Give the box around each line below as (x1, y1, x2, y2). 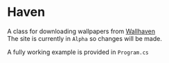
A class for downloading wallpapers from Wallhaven (7, 27, 156, 35)
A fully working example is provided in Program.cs (7, 48, 149, 56)
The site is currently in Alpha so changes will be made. (7, 34, 163, 42)
